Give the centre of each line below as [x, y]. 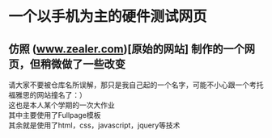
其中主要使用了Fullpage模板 [55, 115]
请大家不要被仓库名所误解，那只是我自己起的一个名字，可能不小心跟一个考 [132, 85]
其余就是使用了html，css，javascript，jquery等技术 [94, 125]
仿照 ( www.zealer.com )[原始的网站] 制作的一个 [127, 49]
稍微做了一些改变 [83, 64]
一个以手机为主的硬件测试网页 [108, 17]
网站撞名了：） [61, 95]
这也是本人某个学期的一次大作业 [62, 105]
